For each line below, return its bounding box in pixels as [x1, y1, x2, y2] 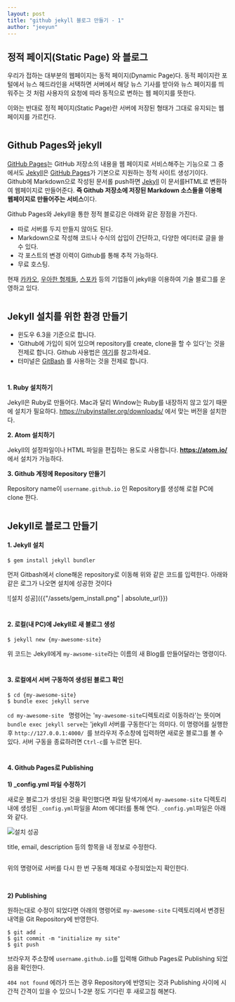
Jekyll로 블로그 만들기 [7, 520, 98, 532]
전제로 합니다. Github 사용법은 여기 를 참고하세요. [17, 348, 151, 356]
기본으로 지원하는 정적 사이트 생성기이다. [97, 168, 208, 177]
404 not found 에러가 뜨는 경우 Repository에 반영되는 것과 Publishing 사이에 [7, 978, 220, 987]
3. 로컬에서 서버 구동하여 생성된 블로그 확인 [7, 675, 124, 684]
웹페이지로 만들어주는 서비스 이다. [7, 194, 97, 203]
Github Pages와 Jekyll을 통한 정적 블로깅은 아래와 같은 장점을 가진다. [7, 209, 198, 218]
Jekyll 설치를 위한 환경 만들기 [7, 311, 128, 322]
